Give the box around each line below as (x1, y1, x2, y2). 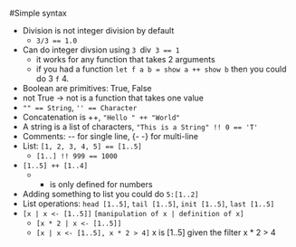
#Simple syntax (9, 8, 68, 18)
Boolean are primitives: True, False (22, 83, 152, 93)
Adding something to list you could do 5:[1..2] (22, 189, 199, 199)
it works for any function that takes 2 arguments (35, 54, 215, 64)
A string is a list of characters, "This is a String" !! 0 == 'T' (22, 121, 258, 132)
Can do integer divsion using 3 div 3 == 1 (22, 44, 180, 55)
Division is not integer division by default (22, 25, 175, 35)
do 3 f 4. (35, 73, 70, 84)
